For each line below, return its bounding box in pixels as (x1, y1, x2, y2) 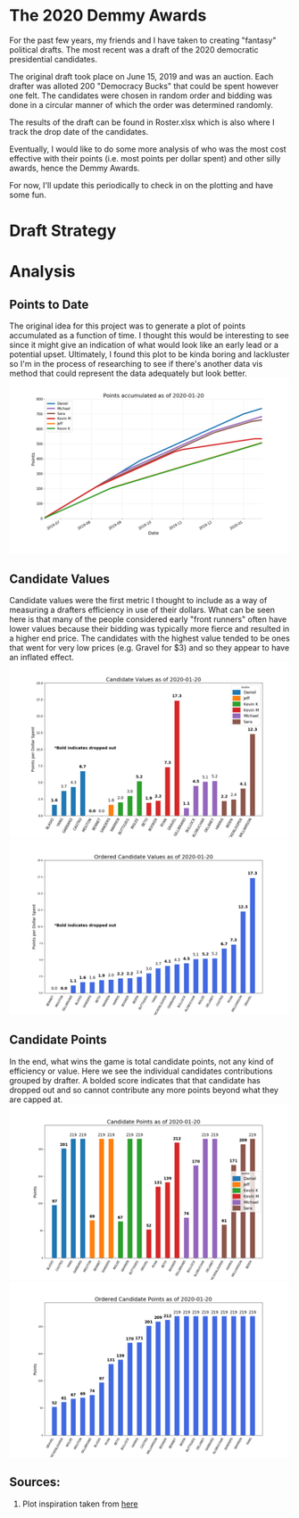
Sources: (9, 1474, 61, 1490)
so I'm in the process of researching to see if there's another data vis (9, 359, 263, 369)
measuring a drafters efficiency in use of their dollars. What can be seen (9, 604, 275, 615)
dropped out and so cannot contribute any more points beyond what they (9, 1084, 279, 1095)
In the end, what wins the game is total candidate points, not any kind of (9, 1056, 274, 1066)
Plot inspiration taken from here (21, 1498, 138, 1509)
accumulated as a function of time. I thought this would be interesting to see (9, 330, 289, 341)
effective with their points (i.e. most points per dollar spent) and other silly (9, 153, 281, 163)
